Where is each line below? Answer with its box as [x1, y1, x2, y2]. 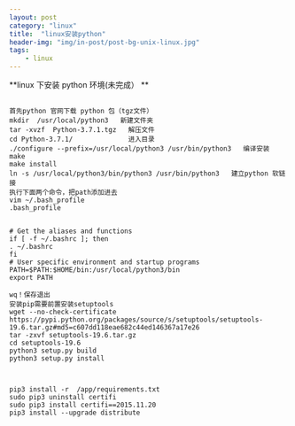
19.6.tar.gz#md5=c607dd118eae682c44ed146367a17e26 [9, 323, 200, 332]
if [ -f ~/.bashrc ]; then [9, 235, 109, 244]
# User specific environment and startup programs [9, 258, 200, 267]
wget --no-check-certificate [9, 307, 117, 316]
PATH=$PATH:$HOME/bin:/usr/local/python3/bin [9, 266, 180, 275]
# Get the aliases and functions [9, 227, 133, 236]
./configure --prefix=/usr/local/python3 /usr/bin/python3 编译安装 [9, 144, 270, 153]
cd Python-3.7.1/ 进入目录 [9, 135, 155, 143]
